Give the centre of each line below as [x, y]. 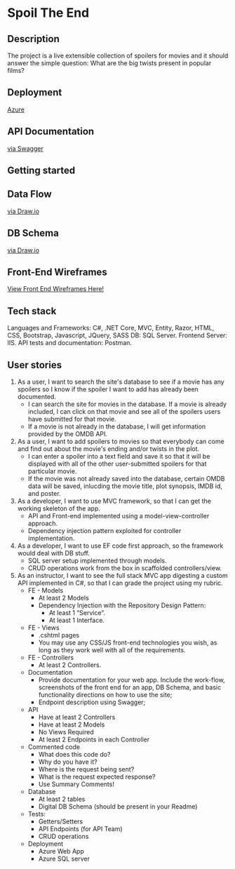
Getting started [41, 171]
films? [16, 70]
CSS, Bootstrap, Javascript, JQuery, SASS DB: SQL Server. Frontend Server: [117, 335]
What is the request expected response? [97, 777]
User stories [34, 365]
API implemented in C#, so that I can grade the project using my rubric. [120, 583]
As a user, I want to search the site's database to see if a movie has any [121, 382]
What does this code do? [74, 755]
